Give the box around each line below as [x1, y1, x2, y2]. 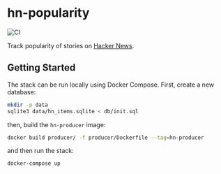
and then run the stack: [7, 147, 75, 155]
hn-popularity [7, 5, 90, 21]
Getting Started [7, 61, 76, 74]
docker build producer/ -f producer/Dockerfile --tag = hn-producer [7, 134, 204, 141]
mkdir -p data [7, 101, 49, 108]
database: [7, 87, 36, 96]
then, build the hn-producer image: [7, 120, 106, 129]
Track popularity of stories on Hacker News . [7, 41, 135, 50]
